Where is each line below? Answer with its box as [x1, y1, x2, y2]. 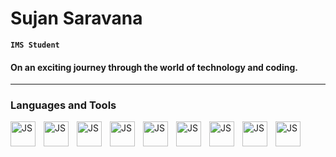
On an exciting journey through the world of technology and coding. [10, 61, 298, 73]
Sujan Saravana [10, 7, 143, 30]
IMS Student [10, 40, 60, 50]
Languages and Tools [10, 98, 117, 112]
